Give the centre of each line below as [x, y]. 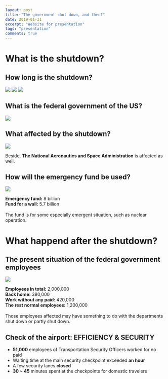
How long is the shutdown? [49, 77]
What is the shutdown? [55, 59]
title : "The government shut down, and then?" [55, 15]
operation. [16, 220]
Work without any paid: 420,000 [40, 300]
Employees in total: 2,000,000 [37, 289]
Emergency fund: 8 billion [33, 199]
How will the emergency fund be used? [68, 177]
